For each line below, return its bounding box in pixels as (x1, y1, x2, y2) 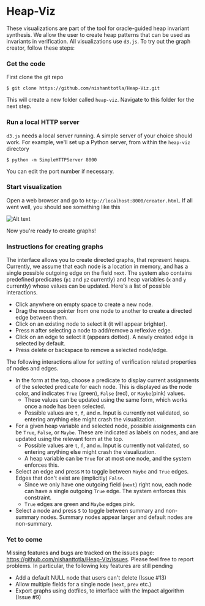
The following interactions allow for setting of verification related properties (6, 358, 197, 366)
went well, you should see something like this (6, 203, 121, 210)
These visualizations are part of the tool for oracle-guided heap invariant (6, 25, 190, 32)
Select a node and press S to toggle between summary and (15, 507, 164, 515)
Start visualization (6, 183, 62, 191)
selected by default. (15, 340, 66, 347)
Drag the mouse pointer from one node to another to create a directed (15, 307, 192, 315)
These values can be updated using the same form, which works (24, 396, 188, 404)
